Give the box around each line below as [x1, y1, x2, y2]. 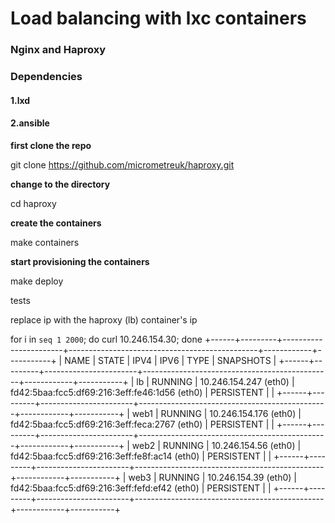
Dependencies [10, 70, 83, 84]
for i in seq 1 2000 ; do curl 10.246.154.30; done [10, 333, 203, 345]
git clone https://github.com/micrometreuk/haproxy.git [10, 158, 235, 171]
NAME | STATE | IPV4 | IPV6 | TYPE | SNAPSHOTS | [64, 354, 277, 366]
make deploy [10, 275, 64, 287]
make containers [10, 236, 80, 248]
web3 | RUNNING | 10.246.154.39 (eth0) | [128, 471, 297, 483]
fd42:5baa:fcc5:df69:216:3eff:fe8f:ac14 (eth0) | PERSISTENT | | [10, 450, 272, 462]
